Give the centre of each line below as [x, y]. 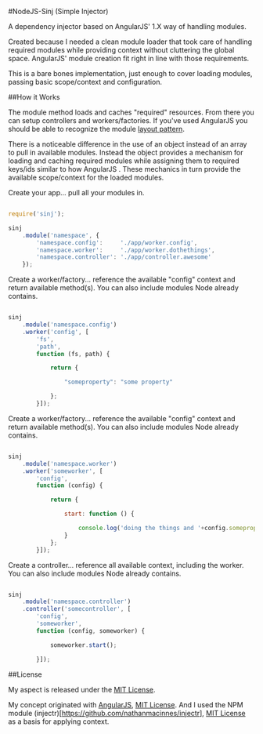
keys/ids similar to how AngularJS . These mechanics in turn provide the [124, 169]
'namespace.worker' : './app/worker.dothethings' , [126, 250]
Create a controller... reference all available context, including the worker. [126, 565]
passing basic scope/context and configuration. [85, 82]
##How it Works [34, 97]
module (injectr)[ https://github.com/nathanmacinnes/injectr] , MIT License [127, 713]
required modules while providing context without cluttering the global [121, 50]
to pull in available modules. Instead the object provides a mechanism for [126, 153]
